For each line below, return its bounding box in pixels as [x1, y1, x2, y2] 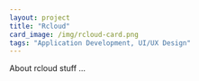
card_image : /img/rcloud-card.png [9, 30, 140, 39]
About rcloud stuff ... [9, 63, 86, 74]
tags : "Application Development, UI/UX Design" [9, 38, 192, 48]
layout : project [9, 13, 70, 22]
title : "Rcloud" [9, 22, 70, 31]
